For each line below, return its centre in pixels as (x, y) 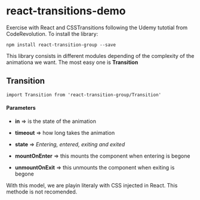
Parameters (21, 108)
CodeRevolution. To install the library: (52, 33)
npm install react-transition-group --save (61, 45)
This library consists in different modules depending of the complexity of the (100, 56)
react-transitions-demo (66, 11)
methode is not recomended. (42, 192)
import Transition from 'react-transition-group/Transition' (84, 95)
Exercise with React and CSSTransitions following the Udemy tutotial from (97, 27)
